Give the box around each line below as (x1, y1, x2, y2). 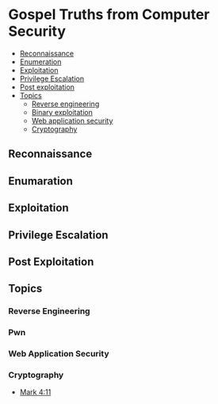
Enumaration (8, 174, 74, 188)
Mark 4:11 (19, 387, 52, 397)
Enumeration (19, 57, 62, 67)
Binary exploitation (31, 107, 93, 116)
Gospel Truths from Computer (8, 6, 210, 24)
